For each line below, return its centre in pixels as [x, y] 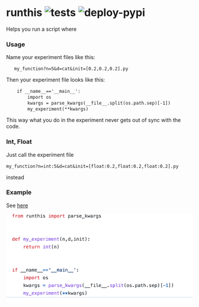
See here [17, 205]
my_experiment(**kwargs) [58, 109]
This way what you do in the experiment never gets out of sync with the [94, 120]
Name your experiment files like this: [51, 57]
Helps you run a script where [41, 29]
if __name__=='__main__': [49, 92]
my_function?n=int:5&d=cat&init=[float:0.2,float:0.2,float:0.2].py [92, 166]
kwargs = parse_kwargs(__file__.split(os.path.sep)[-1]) [99, 104]
